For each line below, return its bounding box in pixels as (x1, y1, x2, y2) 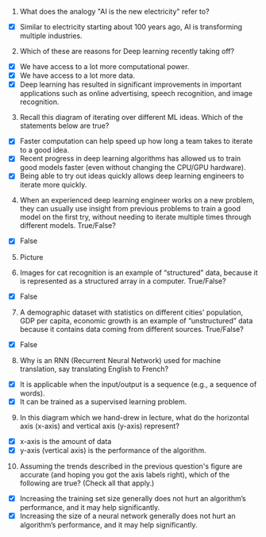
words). (19, 388, 45, 398)
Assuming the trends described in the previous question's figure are (19, 461, 243, 471)
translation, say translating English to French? (19, 364, 169, 373)
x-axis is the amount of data (19, 436, 112, 446)
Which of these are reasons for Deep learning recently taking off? (19, 47, 235, 56)
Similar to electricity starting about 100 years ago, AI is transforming (19, 22, 243, 31)
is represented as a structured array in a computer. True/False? (19, 276, 226, 285)
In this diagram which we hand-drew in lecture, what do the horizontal (19, 412, 249, 422)
